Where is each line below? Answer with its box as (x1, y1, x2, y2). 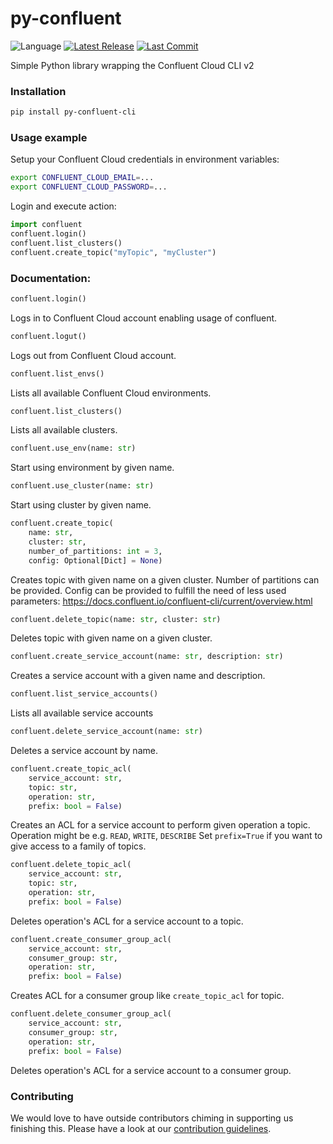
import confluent (10, 220, 83, 230)
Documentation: (10, 271, 92, 285)
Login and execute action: (10, 200, 117, 212)
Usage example (10, 131, 88, 145)
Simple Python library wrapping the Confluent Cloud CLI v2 (10, 59, 255, 71)
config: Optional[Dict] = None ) (28, 555, 163, 566)
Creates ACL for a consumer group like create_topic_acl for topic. (10, 990, 285, 1002)
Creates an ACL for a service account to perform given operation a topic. (10, 819, 311, 831)
